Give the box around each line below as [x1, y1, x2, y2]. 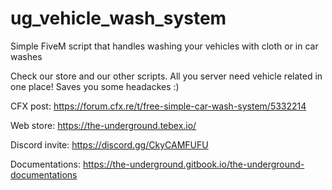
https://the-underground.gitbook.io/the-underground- [82, 158, 305, 170]
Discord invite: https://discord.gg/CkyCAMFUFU [10, 138, 209, 151]
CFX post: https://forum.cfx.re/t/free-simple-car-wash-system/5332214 [10, 100, 307, 112]
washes [10, 50, 43, 62]
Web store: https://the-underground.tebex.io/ [10, 119, 197, 131]
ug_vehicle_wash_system [10, 7, 227, 30]
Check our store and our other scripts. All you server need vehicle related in [10, 70, 323, 82]
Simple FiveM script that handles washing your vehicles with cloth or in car [10, 40, 319, 52]
